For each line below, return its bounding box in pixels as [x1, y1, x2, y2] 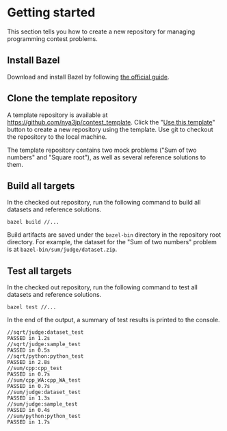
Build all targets [7, 180, 75, 192]
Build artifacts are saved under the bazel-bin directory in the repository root [7, 231, 222, 239]
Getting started [7, 5, 96, 21]
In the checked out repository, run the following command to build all [7, 198, 201, 207]
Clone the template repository [7, 92, 138, 104]
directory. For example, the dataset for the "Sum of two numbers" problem [7, 238, 217, 246]
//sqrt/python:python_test [7, 353, 84, 360]
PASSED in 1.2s [7, 335, 51, 342]
